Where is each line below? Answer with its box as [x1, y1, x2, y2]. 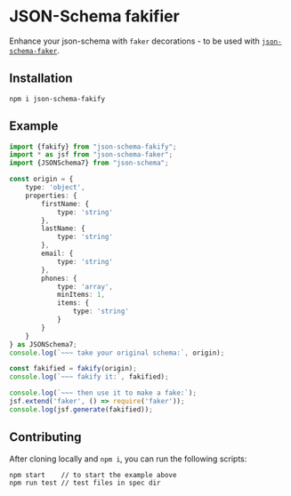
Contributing [9, 429, 82, 445]
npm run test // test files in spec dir [9, 478, 162, 487]
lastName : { [41, 224, 86, 233]
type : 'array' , [56, 282, 114, 291]
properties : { [25, 191, 77, 200]
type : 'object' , [25, 183, 86, 192]
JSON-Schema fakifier [9, 6, 180, 27]
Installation [9, 71, 73, 86]
